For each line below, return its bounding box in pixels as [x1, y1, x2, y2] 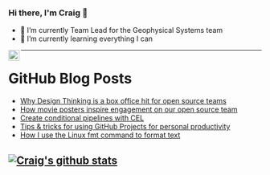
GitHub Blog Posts [8, 70, 133, 87]
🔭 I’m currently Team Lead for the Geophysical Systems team [19, 26, 223, 35]
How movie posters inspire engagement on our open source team [19, 104, 238, 115]
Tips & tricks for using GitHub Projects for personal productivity [19, 122, 231, 132]
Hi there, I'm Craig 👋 [8, 7, 88, 18]
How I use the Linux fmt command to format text [19, 130, 181, 140]
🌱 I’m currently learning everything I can [19, 34, 153, 43]
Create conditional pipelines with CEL [19, 113, 145, 123]
